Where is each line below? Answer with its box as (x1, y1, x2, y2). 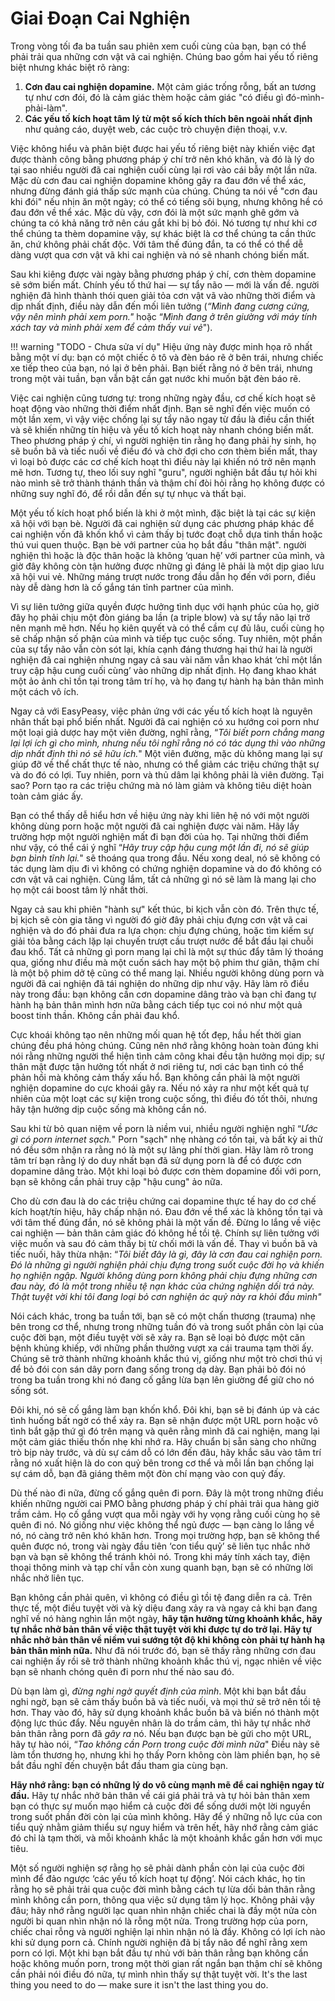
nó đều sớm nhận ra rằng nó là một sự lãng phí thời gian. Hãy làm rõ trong (10, 1143, 314, 1156)
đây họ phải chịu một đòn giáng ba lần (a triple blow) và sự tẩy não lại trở (10, 611, 311, 623)
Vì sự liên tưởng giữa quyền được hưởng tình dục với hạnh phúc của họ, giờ (10, 600, 320, 612)
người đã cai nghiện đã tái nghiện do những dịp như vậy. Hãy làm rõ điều (10, 977, 310, 989)
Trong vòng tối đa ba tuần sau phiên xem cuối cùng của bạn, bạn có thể (10, 40, 307, 52)
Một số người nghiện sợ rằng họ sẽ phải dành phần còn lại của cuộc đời (10, 1862, 305, 1874)
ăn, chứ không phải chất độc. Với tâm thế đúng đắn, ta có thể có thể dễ (10, 238, 304, 250)
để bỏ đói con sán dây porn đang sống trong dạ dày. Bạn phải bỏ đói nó (10, 1363, 307, 1375)
